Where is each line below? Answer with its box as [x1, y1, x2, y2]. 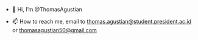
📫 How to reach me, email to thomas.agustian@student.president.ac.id [12, 18, 192, 25]
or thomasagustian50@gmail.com [12, 27, 97, 33]
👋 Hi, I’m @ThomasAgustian [12, 6, 82, 13]
